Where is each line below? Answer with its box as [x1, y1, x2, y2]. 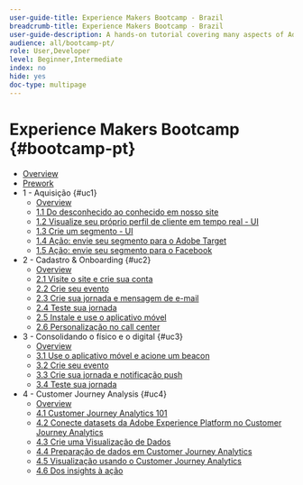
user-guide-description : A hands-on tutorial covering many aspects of [9, 30, 284, 39]
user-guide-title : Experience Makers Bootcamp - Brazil [9, 13, 224, 23]
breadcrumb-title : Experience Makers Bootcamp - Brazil [9, 22, 224, 31]
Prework [22, 178, 54, 188]
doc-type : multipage [9, 80, 87, 89]
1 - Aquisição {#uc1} [22, 187, 97, 198]
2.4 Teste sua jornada [35, 302, 117, 313]
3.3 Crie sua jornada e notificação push [35, 369, 183, 380]
